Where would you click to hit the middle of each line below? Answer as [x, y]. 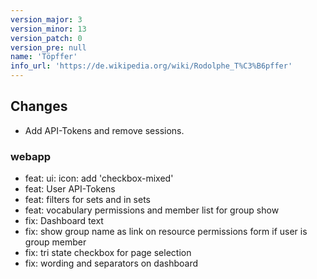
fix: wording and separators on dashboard [111, 263]
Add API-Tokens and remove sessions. [104, 130]
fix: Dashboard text [64, 221]
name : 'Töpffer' [44, 57]
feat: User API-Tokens [70, 189]
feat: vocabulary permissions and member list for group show [152, 210]
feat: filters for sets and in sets [87, 200]
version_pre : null [48, 47]
